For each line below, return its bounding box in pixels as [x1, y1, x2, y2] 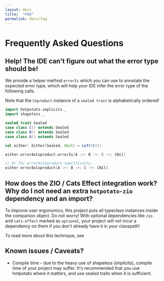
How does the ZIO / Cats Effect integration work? [5, 179, 158, 187]
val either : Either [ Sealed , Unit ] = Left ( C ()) [5, 143, 102, 148]
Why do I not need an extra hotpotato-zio [5, 187, 133, 195]
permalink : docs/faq [5, 16, 47, 21]
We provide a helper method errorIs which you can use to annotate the [5, 78, 150, 84]
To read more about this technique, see [5, 232, 85, 238]
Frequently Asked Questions [5, 37, 124, 49]
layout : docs [5, 7, 32, 12]
